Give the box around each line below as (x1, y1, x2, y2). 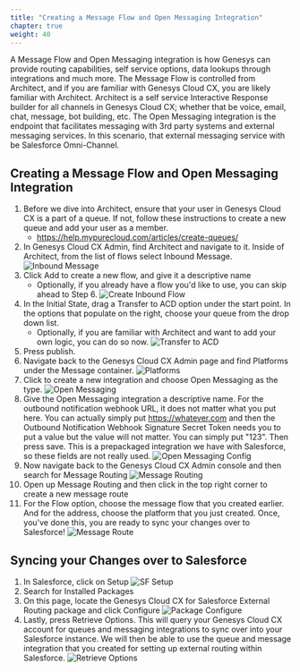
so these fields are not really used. (22, 451, 151, 462)
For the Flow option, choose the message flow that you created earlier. (22, 498, 285, 509)
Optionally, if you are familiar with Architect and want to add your (36, 327, 277, 338)
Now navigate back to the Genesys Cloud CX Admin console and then (22, 460, 282, 471)
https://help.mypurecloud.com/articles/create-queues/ (36, 232, 239, 242)
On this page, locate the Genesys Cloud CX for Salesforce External (22, 596, 270, 606)
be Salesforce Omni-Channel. (10, 140, 120, 150)
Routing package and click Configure (22, 605, 160, 616)
